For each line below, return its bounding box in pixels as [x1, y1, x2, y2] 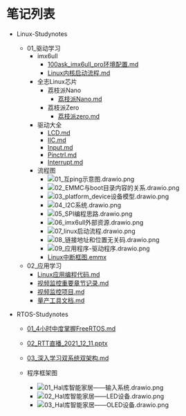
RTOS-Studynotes [16, 310, 68, 318]
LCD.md [47, 128, 71, 137]
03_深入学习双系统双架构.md [26, 354, 109, 362]
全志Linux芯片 [37, 77, 77, 85]
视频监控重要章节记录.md [37, 279, 109, 287]
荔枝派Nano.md [57, 94, 102, 103]
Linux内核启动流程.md [47, 69, 111, 77]
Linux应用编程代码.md [37, 270, 100, 278]
